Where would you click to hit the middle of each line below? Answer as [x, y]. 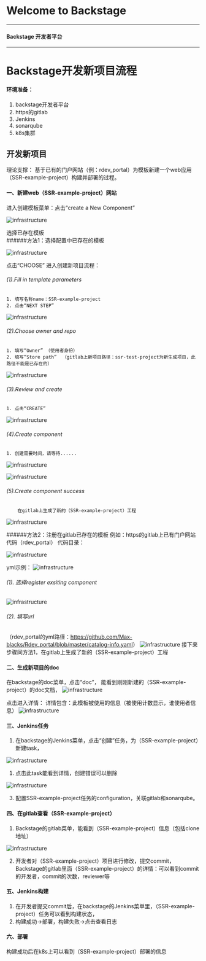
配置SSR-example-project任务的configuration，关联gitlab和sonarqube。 [107, 798]
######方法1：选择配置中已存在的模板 [55, 240]
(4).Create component [34, 434]
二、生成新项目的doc [33, 667]
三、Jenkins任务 [28, 726]
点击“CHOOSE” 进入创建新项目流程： [53, 265]
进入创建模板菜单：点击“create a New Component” [71, 208]
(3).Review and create [34, 389]
